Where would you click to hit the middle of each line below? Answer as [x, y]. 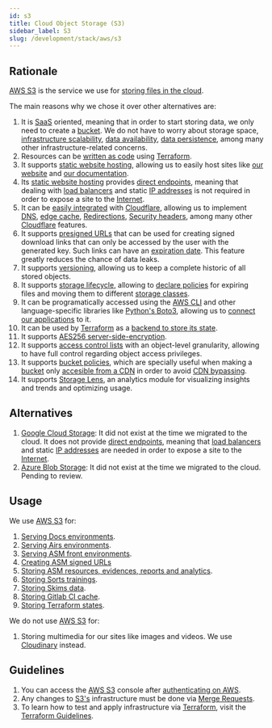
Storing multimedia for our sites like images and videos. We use [126, 636]
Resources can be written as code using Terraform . [106, 156]
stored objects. [46, 276]
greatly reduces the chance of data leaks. [90, 259]
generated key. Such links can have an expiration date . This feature [133, 250]
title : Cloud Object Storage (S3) [67, 23]
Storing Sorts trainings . [59, 579]
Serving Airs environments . [66, 545]
